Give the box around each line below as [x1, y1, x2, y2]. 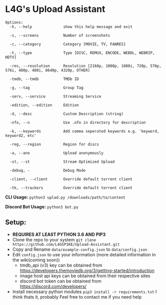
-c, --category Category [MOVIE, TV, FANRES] [9, 41, 126, 47]
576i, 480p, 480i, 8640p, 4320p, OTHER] [5, 68, 91, 73]
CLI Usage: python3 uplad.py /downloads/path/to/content [5, 194, 126, 200]
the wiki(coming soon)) [12, 257, 60, 263]
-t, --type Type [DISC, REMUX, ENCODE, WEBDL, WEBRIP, [9, 50, 155, 55]
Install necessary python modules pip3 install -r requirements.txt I [12, 289, 157, 295]
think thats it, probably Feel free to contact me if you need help [12, 294, 142, 300]
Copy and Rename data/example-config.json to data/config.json [12, 246, 148, 252]
